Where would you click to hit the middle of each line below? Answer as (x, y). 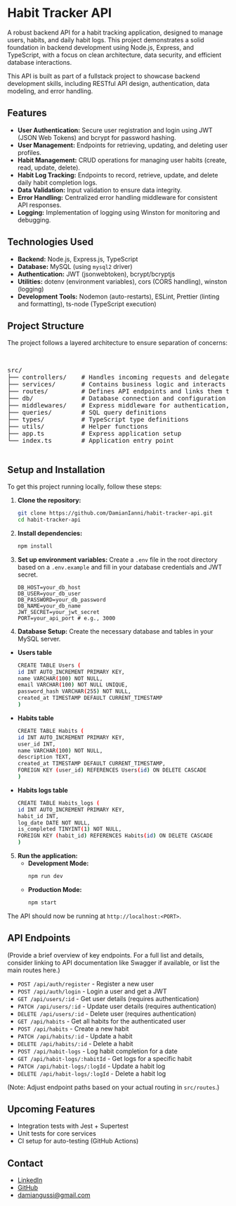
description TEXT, (44, 757)
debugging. (34, 220)
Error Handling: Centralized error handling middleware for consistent (117, 197)
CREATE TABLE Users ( (49, 665)
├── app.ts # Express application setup (94, 434)
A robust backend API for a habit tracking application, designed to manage (115, 32)
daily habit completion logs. (57, 182)
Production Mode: (55, 889)
